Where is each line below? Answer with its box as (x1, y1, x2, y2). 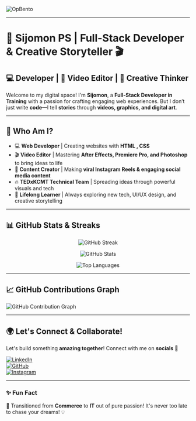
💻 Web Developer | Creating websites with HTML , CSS (14, 142, 150, 149)
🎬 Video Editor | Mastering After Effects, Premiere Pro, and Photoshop (14, 151, 188, 158)
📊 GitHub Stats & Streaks (6, 220, 100, 231)
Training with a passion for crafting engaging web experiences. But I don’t (6, 98, 185, 105)
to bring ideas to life (14, 159, 63, 166)
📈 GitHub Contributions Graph (6, 285, 120, 295)
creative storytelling (14, 197, 63, 204)
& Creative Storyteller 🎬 (6, 45, 124, 59)
